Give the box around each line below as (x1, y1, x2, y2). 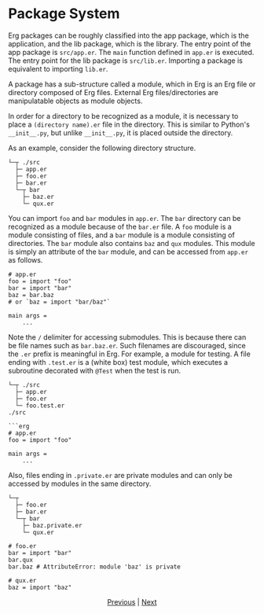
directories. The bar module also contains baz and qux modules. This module (8, 238, 255, 248)
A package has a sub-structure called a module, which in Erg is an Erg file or (8, 79, 256, 89)
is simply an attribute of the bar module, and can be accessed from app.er (8, 247, 249, 256)
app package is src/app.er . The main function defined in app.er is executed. (8, 47, 255, 57)
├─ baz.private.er (22, 521, 82, 529)
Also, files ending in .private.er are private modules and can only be (8, 470, 233, 480)
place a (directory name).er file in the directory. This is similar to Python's (8, 119, 250, 129)
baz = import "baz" (8, 583, 72, 591)
